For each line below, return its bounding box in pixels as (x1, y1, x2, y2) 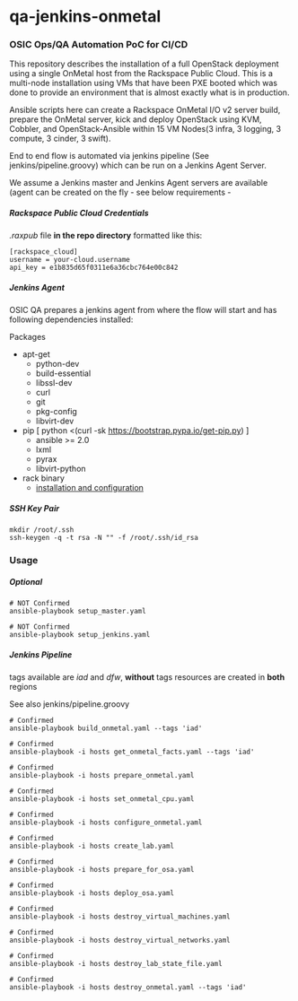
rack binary (22, 473, 66, 483)
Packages (9, 332, 47, 343)
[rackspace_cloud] (9, 248, 78, 257)
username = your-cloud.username (9, 256, 130, 265)
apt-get (22, 349, 51, 360)
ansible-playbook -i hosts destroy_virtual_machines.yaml (9, 912, 231, 921)
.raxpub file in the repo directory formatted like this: (9, 231, 203, 241)
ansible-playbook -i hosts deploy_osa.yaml (9, 889, 175, 898)
